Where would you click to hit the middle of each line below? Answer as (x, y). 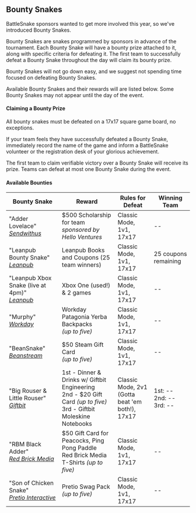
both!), (127, 409)
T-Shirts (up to (83, 463)
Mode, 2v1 (132, 387)
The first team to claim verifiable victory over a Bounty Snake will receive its (97, 163)
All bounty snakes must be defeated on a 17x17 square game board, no (91, 122)
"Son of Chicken (32, 483)
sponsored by (81, 230)
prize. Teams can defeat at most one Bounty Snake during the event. (89, 169)
